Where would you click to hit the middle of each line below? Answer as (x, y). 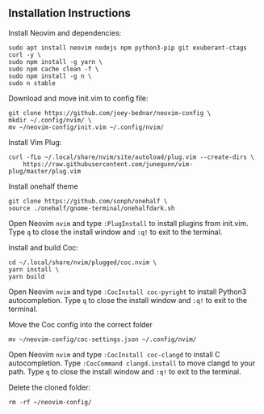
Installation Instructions (70, 13)
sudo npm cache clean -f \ (54, 69)
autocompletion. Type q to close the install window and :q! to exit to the (128, 300)
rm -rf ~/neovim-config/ (50, 402)
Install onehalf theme (43, 186)
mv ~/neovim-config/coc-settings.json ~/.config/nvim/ (103, 339)
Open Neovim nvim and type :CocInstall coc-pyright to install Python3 (128, 292)
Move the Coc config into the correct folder (81, 324)
